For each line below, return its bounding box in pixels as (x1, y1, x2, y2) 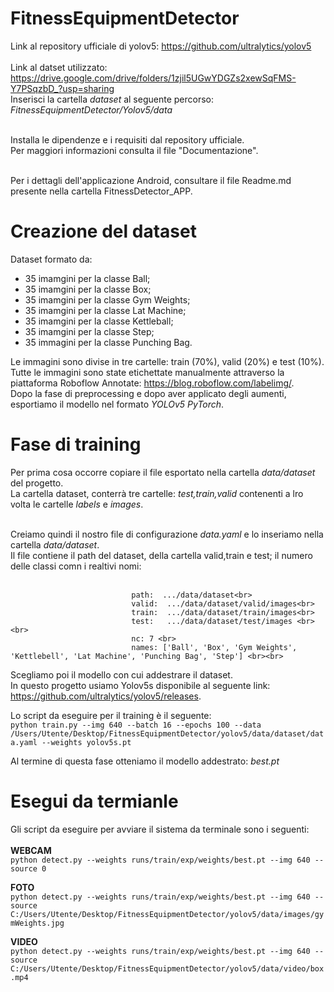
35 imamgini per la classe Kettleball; (24, 315, 174, 327)
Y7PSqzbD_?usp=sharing (10, 82, 115, 94)
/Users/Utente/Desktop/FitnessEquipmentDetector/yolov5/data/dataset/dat (10, 728, 325, 739)
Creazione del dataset (10, 220, 197, 243)
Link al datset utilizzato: (10, 61, 108, 73)
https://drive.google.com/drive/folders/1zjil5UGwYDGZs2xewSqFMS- (10, 72, 297, 84)
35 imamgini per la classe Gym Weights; (24, 293, 191, 306)
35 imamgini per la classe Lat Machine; (24, 304, 187, 316)
